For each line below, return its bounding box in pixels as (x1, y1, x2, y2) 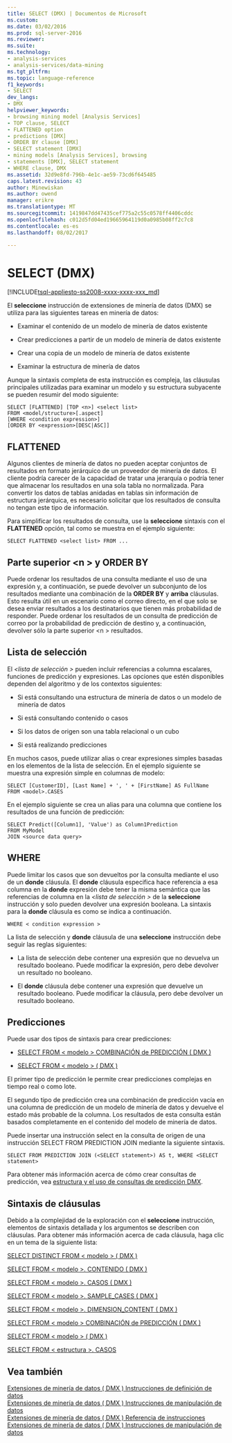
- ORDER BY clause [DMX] (7, 139, 79, 146)
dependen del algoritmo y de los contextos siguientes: (7, 680, 163, 688)
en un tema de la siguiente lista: (7, 1238, 98, 1247)
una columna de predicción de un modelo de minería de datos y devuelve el (7, 1103, 224, 1112)
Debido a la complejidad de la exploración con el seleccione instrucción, (7, 1216, 215, 1225)
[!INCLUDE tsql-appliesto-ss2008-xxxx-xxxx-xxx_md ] (7, 288, 160, 296)
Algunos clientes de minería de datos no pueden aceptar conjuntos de (7, 459, 208, 468)
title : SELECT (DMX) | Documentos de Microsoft (7, 10, 148, 17)
